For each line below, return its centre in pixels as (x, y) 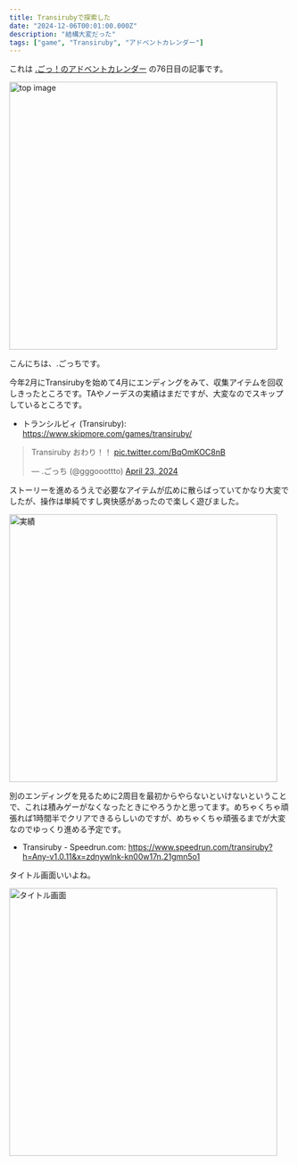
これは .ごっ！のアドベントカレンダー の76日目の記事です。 (118, 69)
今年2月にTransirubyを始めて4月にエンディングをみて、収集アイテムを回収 (146, 383)
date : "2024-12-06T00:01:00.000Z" (74, 26)
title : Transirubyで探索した (60, 17)
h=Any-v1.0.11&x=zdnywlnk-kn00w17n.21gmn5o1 (111, 857)
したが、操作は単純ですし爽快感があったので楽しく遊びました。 (126, 502)
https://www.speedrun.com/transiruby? (201, 847)
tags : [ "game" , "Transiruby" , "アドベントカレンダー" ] (107, 42)
